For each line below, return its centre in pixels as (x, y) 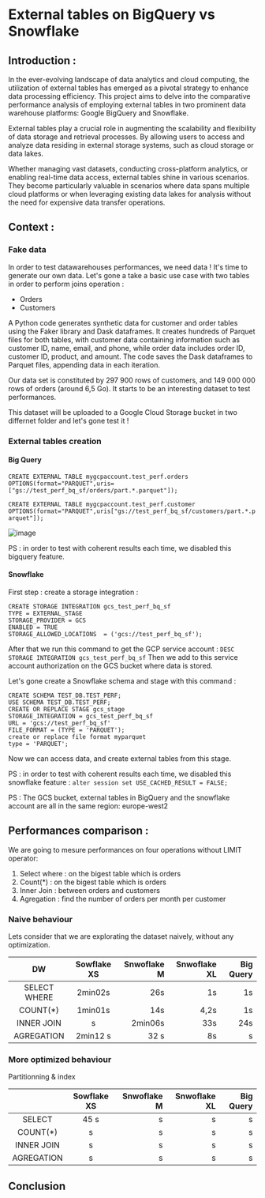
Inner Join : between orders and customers (90, 890)
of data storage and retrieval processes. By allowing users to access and (127, 137)
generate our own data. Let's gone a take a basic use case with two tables (129, 275)
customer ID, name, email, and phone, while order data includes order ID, (127, 348)
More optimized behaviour (60, 1060)
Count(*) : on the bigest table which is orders (93, 882)
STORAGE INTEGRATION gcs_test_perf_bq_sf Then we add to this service (123, 657)
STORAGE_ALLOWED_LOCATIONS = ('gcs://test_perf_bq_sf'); (105, 635)
